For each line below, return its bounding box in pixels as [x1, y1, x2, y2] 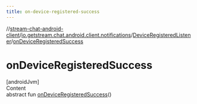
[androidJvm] [6, 78, 40, 85]
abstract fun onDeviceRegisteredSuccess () [6, 90, 112, 98]
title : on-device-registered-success [6, 8, 100, 15]
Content [6, 84, 26, 92]
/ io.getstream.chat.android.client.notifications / [19, 31, 133, 39]
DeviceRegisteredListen [133, 31, 192, 39]
